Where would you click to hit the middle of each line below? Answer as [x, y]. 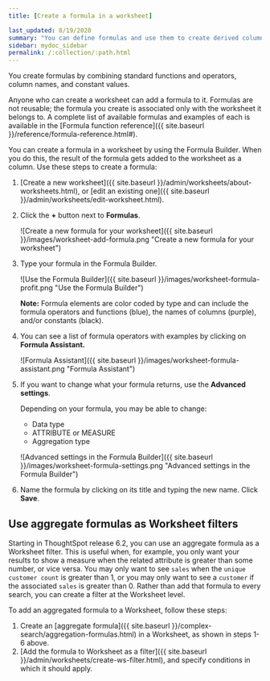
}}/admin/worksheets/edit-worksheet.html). [92, 200]
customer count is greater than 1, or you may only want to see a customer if [131, 577]
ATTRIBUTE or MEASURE [74, 433]
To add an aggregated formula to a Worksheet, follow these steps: [118, 610]
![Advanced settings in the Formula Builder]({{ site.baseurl [117, 457]
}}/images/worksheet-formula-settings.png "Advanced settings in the [135, 466]
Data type [48, 425]
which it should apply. [56, 668]
